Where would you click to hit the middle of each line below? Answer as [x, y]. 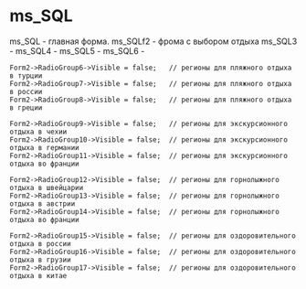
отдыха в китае [38, 275]
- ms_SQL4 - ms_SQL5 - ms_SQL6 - [77, 50]
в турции [26, 75]
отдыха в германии [44, 147]
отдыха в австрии [42, 203]
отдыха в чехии [38, 132]
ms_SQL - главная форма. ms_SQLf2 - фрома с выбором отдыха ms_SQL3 [153, 41]
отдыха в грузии [40, 260]
